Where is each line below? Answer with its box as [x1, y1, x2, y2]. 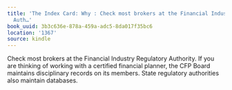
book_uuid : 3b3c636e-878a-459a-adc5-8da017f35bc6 [7, 23, 153, 30]
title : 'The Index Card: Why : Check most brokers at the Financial [7, 10, 209, 17]
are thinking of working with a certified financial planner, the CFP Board [7, 62, 211, 70]
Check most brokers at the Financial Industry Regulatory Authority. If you [7, 54, 215, 63]
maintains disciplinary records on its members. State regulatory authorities [7, 69, 220, 78]
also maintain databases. [7, 76, 78, 85]
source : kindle [7, 36, 51, 43]
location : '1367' [7, 29, 57, 36]
